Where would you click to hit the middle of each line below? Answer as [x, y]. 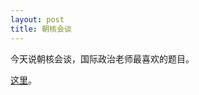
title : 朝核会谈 [41, 29]
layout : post [37, 19]
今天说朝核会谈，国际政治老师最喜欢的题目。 [102, 58]
